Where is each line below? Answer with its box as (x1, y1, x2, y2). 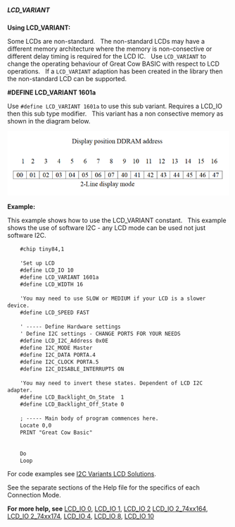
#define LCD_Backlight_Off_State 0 (20, 401, 125, 408)
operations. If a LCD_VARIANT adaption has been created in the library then (7, 67, 223, 75)
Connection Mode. (7, 490, 61, 499)
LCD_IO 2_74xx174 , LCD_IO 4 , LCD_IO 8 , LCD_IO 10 (7, 511, 155, 520)
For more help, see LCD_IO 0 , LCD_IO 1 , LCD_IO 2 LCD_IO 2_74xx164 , (7, 504, 208, 513)
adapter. (7, 387, 33, 394)
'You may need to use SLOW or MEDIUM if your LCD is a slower (20, 295, 206, 302)
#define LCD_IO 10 (20, 267, 74, 274)
